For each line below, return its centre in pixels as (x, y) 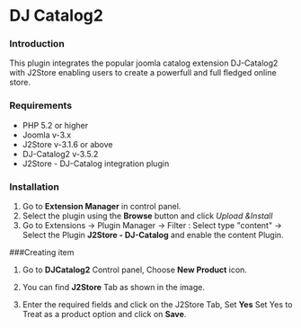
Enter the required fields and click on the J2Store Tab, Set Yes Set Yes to (157, 305)
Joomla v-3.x (47, 135)
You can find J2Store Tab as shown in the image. (113, 288)
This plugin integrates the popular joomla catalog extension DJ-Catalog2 (144, 63)
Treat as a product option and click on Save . (104, 315)
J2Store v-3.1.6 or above (67, 144)
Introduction (37, 44)
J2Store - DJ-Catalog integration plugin (96, 164)
